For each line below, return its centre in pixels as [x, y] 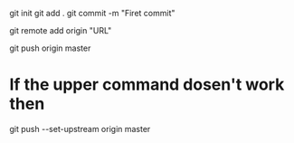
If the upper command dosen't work [147, 85]
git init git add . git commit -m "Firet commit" [92, 13]
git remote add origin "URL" [61, 30]
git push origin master [50, 48]
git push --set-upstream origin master [80, 129]
